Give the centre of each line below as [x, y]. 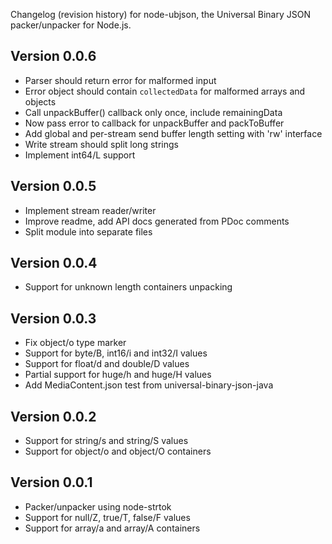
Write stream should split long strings [101, 144]
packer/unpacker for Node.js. [71, 25]
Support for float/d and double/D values [107, 364]
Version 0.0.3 [53, 318]
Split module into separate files [88, 231]
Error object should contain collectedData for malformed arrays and [165, 91]
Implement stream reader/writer [90, 210]
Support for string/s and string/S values [106, 441]
